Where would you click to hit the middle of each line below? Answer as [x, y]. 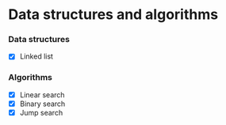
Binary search [42, 104]
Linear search [42, 95]
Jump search [41, 112]
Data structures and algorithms [113, 15]
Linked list [36, 56]
